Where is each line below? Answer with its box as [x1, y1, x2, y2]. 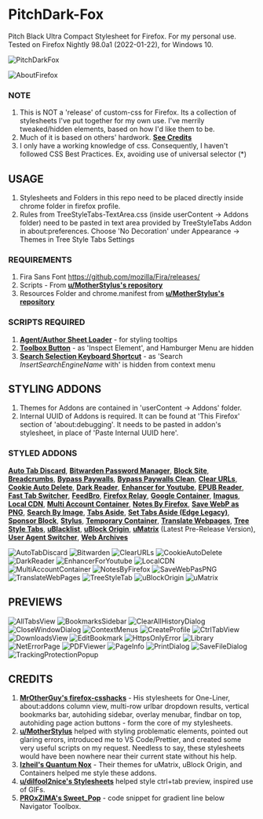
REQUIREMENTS [8, 254, 72, 265]
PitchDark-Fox [8, 5, 104, 24]
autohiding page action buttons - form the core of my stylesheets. [19, 718, 233, 728]
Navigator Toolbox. [19, 802, 82, 811]
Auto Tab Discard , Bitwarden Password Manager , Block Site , [8, 466, 210, 475]
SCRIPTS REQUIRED [8, 316, 86, 327]
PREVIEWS [8, 595, 63, 609]
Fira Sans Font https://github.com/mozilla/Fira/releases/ [19, 272, 200, 282]
